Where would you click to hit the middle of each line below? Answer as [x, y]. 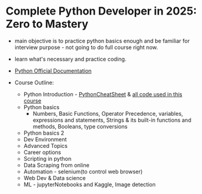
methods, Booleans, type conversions [80, 126]
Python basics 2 [44, 133]
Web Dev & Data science [54, 178]
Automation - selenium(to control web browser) [83, 172]
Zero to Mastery [47, 24]
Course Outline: [34, 82]
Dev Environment [45, 139]
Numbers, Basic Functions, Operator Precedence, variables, [108, 113]
